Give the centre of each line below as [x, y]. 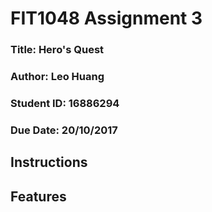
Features [38, 196]
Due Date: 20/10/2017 [64, 130]
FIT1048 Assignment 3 [106, 18]
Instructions [49, 162]
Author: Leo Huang [57, 77]
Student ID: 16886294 [65, 103]
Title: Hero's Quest [57, 50]
